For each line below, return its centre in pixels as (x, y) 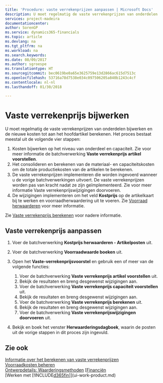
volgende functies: (31, 267)
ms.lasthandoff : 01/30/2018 (34, 87)
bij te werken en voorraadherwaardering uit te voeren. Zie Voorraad (80, 201)
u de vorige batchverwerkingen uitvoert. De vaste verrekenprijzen (78, 180)
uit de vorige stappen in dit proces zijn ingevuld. (60, 333)
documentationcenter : (27, 23)
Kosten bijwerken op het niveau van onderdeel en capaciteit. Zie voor (82, 149)
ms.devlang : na (20, 42)
